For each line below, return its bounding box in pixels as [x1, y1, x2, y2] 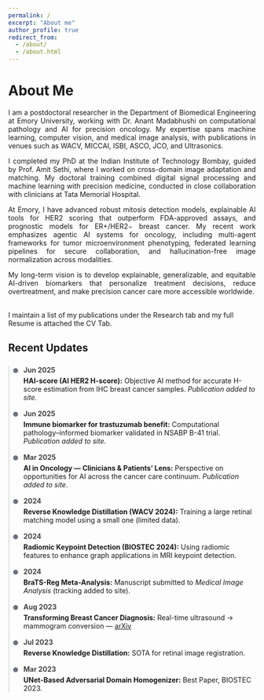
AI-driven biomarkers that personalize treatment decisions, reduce [8, 278, 256, 287]
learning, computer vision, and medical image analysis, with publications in [8, 133, 256, 142]
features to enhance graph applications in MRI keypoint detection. [23, 551, 237, 560]
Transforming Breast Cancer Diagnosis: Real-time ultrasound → [23, 613, 234, 622]
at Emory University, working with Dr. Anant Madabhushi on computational [8, 115, 257, 126]
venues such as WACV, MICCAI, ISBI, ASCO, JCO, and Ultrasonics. [8, 140, 224, 150]
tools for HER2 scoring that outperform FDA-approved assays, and [8, 213, 256, 222]
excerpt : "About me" [8, 19, 76, 27]
